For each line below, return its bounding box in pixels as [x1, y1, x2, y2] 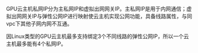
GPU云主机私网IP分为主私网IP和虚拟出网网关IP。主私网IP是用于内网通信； [6, 5, 187, 12]
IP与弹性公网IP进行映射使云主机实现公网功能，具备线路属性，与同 [31, 13, 193, 20]
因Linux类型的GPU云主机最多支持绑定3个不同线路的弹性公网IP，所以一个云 [6, 33, 189, 40]
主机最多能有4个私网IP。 [6, 40, 66, 47]
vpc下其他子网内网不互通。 [6, 20, 73, 27]
